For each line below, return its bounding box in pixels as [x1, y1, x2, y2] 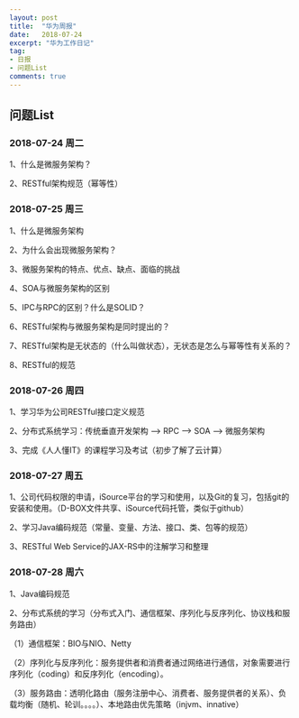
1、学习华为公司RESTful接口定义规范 [9, 407, 145, 418]
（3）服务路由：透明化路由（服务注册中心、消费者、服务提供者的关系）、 [9, 687, 279, 698]
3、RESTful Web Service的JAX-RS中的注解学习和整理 [9, 541, 209, 552]
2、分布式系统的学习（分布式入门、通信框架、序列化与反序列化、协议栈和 [9, 607, 283, 618]
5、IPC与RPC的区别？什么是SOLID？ [9, 301, 146, 312]
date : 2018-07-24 [9, 30, 83, 39]
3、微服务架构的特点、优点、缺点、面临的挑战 [9, 263, 180, 274]
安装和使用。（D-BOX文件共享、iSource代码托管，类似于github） [9, 502, 249, 514]
